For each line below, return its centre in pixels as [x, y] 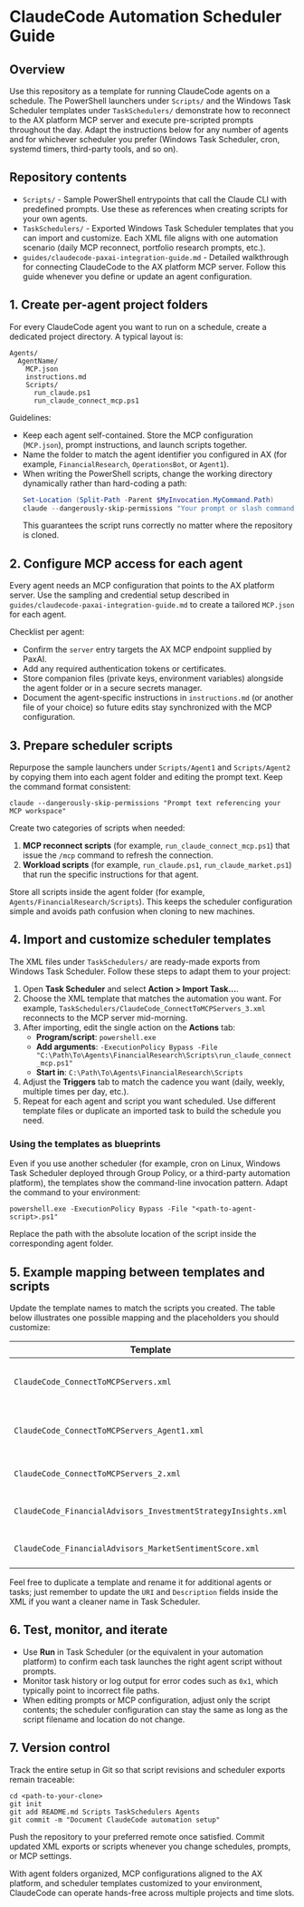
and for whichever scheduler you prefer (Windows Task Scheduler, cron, [145, 139]
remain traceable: [42, 1779]
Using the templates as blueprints [85, 1143]
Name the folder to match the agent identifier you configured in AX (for [155, 454]
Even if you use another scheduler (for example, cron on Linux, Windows [145, 1163]
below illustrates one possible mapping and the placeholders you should [144, 1318]
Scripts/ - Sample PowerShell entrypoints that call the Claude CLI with [155, 199]
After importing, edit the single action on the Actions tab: [129, 1027]
